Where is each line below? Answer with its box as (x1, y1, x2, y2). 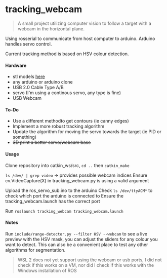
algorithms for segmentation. (5, 247, 66, 253)
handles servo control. (5, 41, 52, 47)
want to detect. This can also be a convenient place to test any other (5, 242, 148, 248)
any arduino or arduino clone (12, 79, 73, 85)
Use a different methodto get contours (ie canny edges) (12, 118, 129, 124)
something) (12, 134, 37, 140)
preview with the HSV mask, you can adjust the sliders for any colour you (5, 236, 158, 242)
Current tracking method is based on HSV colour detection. (5, 51, 129, 57)
